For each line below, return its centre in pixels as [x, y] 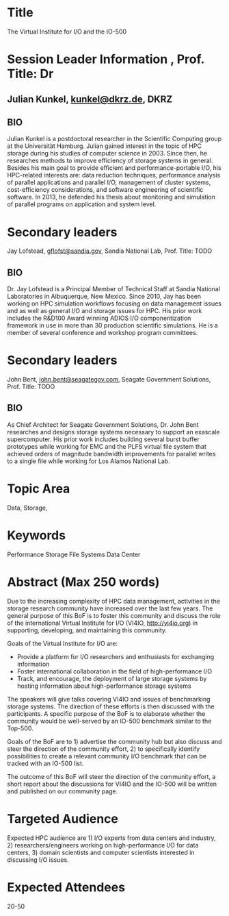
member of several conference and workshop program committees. [103, 333]
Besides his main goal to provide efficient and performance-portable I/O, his [114, 168]
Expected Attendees [66, 887]
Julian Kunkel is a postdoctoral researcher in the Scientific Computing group [114, 139]
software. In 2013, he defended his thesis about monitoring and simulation [111, 197]
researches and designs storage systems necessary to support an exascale [113, 432]
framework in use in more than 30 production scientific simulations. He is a [113, 325]
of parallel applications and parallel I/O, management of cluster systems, [109, 182]
